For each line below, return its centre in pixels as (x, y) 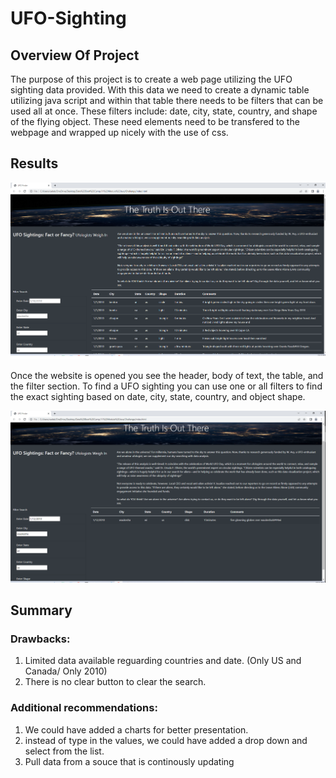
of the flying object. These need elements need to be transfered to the (155, 121)
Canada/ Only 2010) (66, 671)
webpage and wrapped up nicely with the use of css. (119, 132)
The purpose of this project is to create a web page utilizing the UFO (151, 79)
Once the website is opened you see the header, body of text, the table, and (167, 376)
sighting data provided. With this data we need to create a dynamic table (160, 90)
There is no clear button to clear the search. (115, 682)
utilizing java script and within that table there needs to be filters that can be (167, 100)
